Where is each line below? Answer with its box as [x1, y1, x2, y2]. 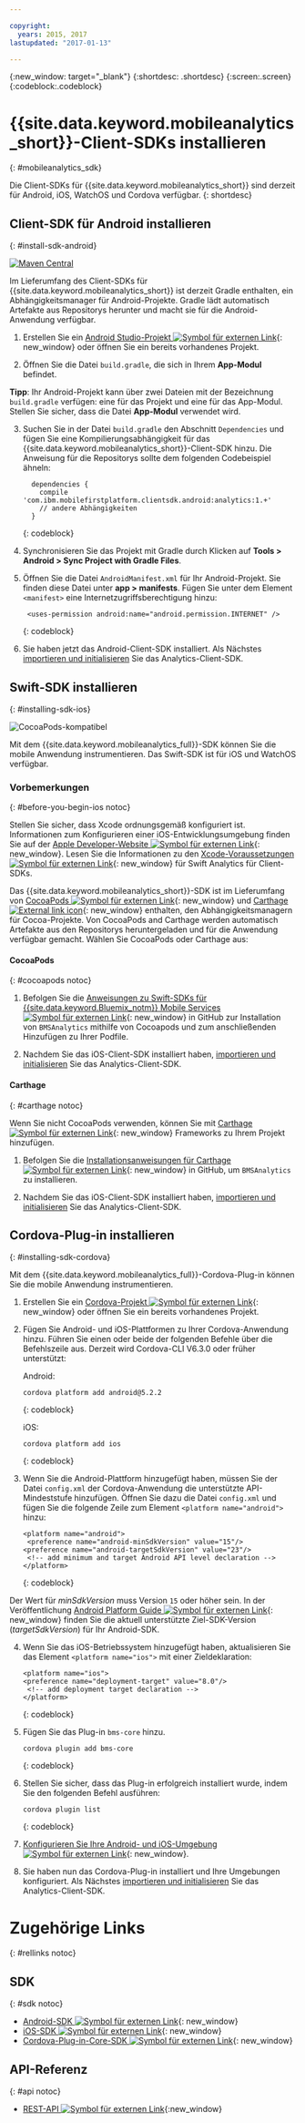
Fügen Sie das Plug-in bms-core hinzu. [22, 1727, 166, 1738]
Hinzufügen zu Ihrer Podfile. [22, 1031, 129, 1042]
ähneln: [22, 462, 52, 474]
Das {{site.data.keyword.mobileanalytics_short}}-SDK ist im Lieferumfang [9, 886, 285, 897]
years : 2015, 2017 [17, 29, 88, 39]
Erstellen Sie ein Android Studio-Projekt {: [22, 332, 283, 343]
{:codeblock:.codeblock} [9, 81, 103, 92]
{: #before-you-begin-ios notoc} [9, 802, 131, 813]
